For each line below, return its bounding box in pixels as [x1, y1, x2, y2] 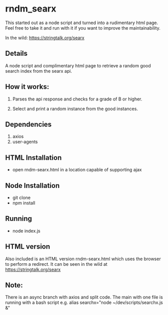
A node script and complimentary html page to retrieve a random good [5, 62, 151, 68]
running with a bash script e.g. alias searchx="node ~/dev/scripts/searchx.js [5, 299, 163, 305]
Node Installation [5, 181, 60, 190]
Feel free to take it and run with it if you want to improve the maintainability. [5, 25, 160, 31]
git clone [12, 194, 31, 200]
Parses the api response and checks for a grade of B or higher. [12, 96, 142, 102]
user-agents [12, 139, 38, 145]
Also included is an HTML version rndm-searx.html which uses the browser [5, 256, 161, 262]
